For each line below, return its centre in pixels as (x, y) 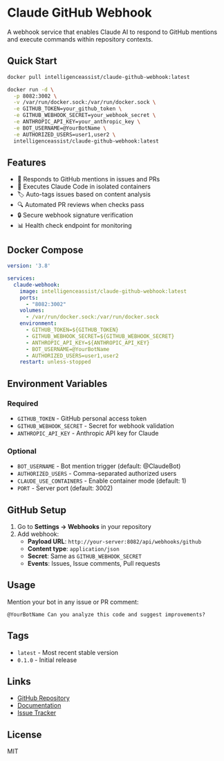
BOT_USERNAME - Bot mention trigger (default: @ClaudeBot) (99, 466)
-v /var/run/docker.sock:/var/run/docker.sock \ (85, 102)
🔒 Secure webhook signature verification (75, 215)
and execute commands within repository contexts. (80, 39)
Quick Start (32, 61)
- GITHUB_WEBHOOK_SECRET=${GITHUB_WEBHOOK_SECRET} (100, 336)
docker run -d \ (30, 89)
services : (21, 278)
